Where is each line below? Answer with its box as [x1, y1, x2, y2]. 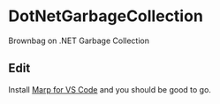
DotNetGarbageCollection [8, 6, 204, 26]
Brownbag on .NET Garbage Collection [8, 35, 149, 46]
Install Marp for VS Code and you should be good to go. [8, 84, 211, 94]
